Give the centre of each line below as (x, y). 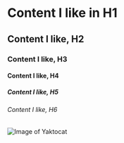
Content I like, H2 (46, 39)
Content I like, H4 (33, 76)
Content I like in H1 (62, 13)
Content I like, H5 (33, 92)
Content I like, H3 (37, 59)
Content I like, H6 (32, 110)
